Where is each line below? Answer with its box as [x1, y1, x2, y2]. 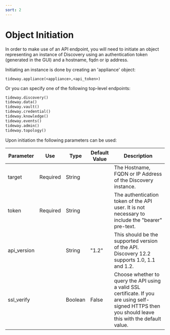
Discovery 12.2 [113, 250, 151, 257]
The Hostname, [113, 164, 151, 171]
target [8, 173, 22, 180]
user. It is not [113, 203, 145, 211]
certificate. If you [113, 289, 155, 297]
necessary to [113, 210, 145, 217]
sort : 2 [5, 7, 22, 13]
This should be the [113, 231, 158, 238]
